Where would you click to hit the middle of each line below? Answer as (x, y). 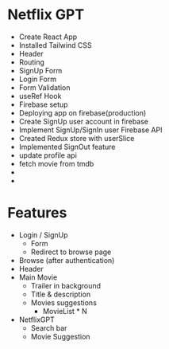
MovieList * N (65, 311)
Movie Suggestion (60, 336)
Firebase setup (43, 104)
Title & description (61, 294)
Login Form (38, 79)
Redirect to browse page (71, 252)
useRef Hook (40, 96)
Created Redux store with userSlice (77, 138)
